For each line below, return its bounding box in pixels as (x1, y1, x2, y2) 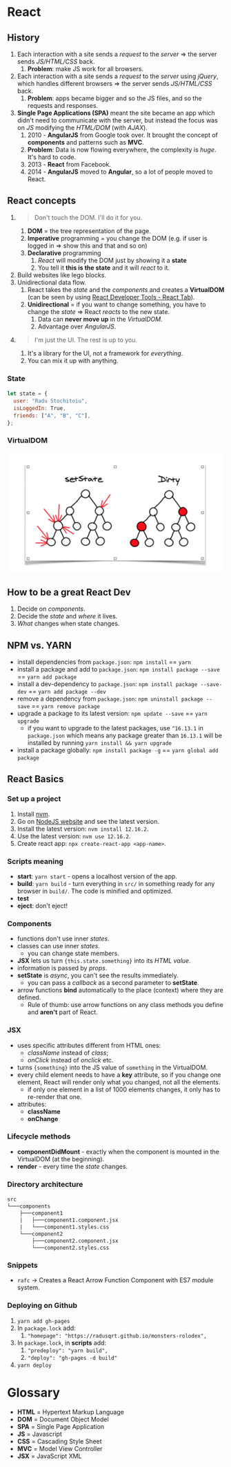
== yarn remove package (31, 701, 100, 710)
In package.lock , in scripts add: (17, 1338, 107, 1347)
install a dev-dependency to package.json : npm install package (17, 679, 198, 688)
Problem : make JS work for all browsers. (27, 65, 143, 73)
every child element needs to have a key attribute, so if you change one (17, 1070, 221, 1079)
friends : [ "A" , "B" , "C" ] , (13, 412, 91, 419)
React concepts (7, 195, 77, 207)
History (7, 32, 40, 44)
